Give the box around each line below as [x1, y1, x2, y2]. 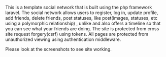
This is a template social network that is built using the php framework [5, 5, 152, 10]
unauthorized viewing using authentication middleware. [5, 36, 121, 42]
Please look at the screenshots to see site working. [5, 46, 112, 52]
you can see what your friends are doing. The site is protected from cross [5, 26, 159, 32]
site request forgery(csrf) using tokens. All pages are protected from [5, 31, 149, 37]
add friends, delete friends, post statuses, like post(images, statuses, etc [5, 15, 158, 21]
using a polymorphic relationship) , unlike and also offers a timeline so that [5, 20, 161, 26]
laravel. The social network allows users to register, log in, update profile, [5, 10, 158, 16]
